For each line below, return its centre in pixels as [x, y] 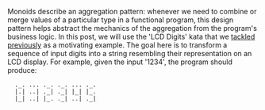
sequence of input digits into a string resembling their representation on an [130, 53]
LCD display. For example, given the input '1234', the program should [120, 62]
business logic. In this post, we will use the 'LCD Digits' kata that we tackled [131, 36]
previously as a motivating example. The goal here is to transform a [117, 45]
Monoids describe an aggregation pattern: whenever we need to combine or [132, 11]
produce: [22, 70]
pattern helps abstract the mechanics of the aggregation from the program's [132, 28]
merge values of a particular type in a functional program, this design [121, 20]
